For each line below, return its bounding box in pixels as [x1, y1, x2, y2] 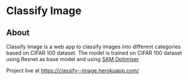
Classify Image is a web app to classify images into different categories [6, 43, 181, 50]
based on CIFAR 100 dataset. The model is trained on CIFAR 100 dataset [6, 49, 183, 56]
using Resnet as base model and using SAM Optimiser [6, 56, 139, 62]
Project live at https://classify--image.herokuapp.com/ [6, 67, 139, 74]
